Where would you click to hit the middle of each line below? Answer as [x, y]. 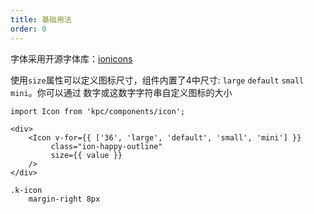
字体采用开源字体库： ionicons [71, 58]
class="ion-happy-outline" [106, 146]
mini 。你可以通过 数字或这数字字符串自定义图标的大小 [121, 92]
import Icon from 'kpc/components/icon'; [98, 111]
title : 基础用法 [41, 19]
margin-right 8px [64, 199]
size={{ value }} [86, 155]
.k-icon [26, 190]
